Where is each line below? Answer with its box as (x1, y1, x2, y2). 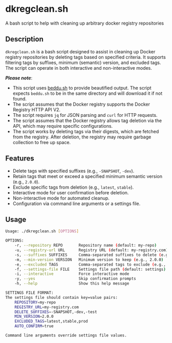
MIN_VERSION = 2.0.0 (14, 314, 54, 319)
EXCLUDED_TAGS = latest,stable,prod (14, 319, 88, 324)
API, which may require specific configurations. (12, 123, 113, 129)
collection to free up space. (12, 139, 71, 145)
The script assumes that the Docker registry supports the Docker (12, 101, 150, 107)
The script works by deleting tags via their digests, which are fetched (12, 128, 159, 134)
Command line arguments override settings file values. (5, 333, 127, 338)
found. (12, 95, 27, 102)
